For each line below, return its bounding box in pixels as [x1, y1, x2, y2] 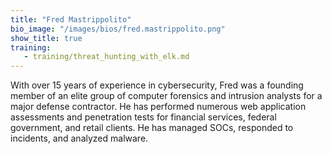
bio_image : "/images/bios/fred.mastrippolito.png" [10, 24, 226, 34]
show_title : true [10, 33, 83, 43]
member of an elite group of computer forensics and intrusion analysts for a [10, 90, 323, 102]
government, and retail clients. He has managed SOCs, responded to [10, 122, 294, 134]
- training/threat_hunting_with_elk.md [23, 52, 190, 62]
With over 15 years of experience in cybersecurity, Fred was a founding [10, 79, 304, 91]
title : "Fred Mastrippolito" [10, 14, 132, 25]
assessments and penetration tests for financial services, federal [10, 111, 277, 123]
